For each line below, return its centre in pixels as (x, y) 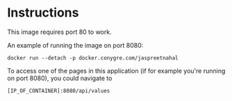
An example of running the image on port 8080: (75, 45)
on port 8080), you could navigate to (60, 78)
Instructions (43, 13)
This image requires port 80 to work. (60, 32)
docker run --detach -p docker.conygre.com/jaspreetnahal (93, 58)
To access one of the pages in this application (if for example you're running (116, 71)
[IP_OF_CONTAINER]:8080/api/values (59, 91)
